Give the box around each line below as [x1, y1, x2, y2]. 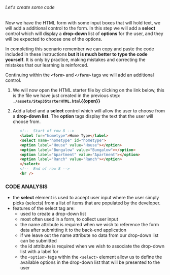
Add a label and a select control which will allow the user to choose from [12, 108, 165, 114]
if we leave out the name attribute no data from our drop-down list [20, 232, 159, 238]
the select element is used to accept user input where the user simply [12, 195, 159, 201]
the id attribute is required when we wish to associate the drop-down [20, 243, 165, 249]
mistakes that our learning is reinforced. [5, 62, 89, 68]
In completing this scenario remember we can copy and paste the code [5, 46, 154, 52]
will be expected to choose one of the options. [5, 36, 103, 42]
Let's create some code [5, 4, 55, 10]
